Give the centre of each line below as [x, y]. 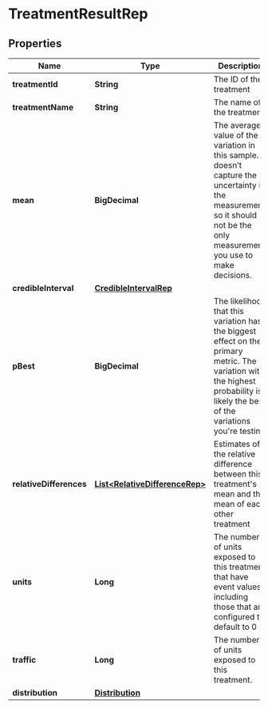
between [231, 474]
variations [233, 421]
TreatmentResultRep [78, 14]
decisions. [233, 275]
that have [231, 577]
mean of [229, 504]
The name [233, 102]
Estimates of [237, 444]
